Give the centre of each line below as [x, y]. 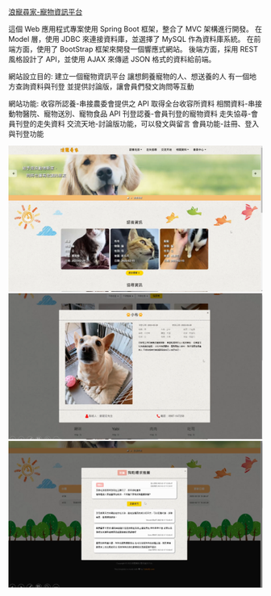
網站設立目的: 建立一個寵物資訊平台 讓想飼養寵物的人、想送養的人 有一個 [129, 76]
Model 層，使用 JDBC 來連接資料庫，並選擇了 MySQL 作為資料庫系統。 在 [131, 39]
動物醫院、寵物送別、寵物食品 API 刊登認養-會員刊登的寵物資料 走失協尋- [130, 114]
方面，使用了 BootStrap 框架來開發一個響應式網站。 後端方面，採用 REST [136, 49]
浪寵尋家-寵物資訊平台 [46, 12]
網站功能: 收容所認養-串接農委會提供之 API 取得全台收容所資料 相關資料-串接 [135, 104]
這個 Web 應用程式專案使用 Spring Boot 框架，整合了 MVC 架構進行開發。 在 [135, 29]
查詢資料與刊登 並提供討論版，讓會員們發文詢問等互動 [104, 86]
